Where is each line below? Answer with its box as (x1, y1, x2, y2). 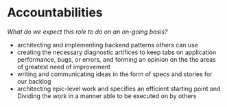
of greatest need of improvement (16, 62, 111, 71)
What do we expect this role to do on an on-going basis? (7, 27, 168, 36)
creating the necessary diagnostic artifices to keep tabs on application (16, 48, 217, 56)
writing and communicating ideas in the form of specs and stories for (16, 70, 213, 78)
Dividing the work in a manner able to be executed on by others (16, 91, 197, 100)
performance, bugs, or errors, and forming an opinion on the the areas (16, 55, 216, 63)
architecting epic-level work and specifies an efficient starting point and (16, 84, 221, 93)
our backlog (16, 77, 51, 85)
